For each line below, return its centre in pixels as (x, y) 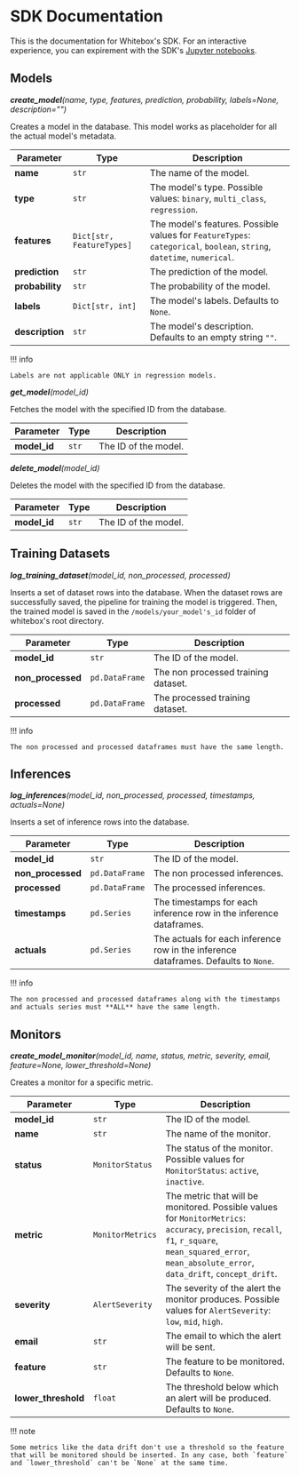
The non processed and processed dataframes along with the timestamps (145, 1000)
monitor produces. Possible (223, 1299)
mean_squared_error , (208, 1252)
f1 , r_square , (192, 1241)
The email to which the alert (224, 1336)
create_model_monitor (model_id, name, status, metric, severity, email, (141, 1056)
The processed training (202, 698)
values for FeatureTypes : (201, 235)
